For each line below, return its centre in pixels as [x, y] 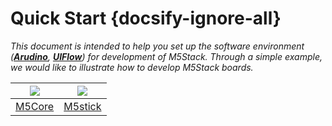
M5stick [82, 106]
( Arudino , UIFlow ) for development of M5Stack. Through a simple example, [166, 56]
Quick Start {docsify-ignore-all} [146, 18]
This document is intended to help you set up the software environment [157, 46]
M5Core [35, 106]
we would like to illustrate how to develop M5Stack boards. [132, 67]
